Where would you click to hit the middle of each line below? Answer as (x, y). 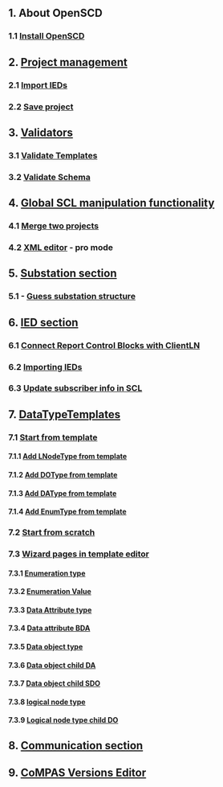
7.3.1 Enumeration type (47, 573)
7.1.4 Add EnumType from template (67, 512)
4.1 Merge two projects (53, 226)
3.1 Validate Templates (53, 155)
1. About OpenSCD (55, 13)
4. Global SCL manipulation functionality (111, 203)
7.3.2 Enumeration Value (50, 592)
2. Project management (68, 62)
